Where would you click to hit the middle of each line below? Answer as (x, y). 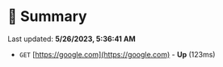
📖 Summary (47, 17)
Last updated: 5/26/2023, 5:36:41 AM (72, 39)
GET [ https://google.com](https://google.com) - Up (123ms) (117, 54)
